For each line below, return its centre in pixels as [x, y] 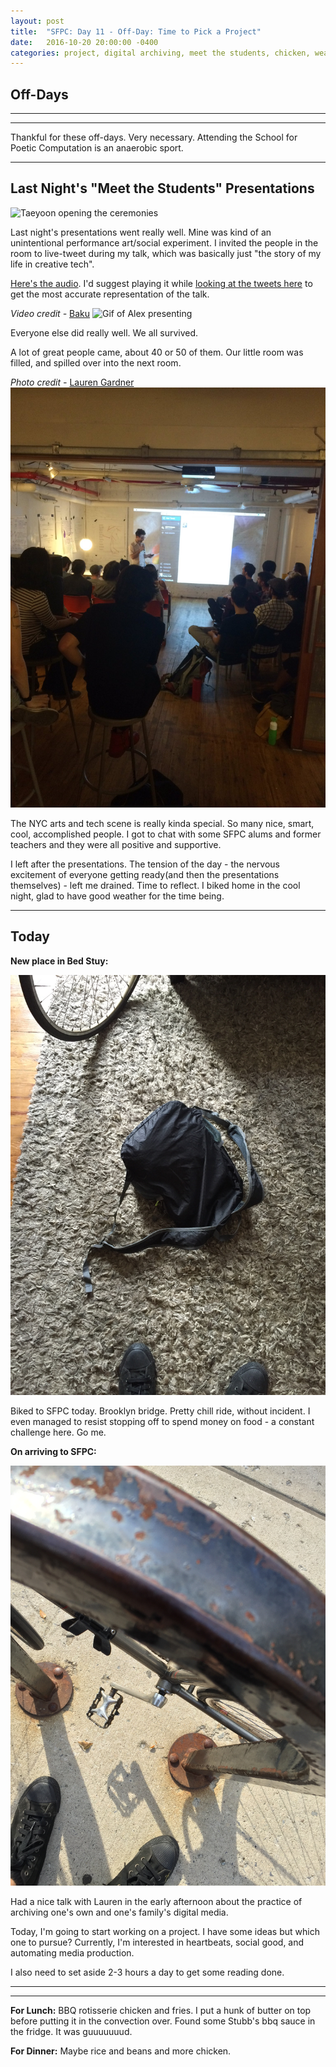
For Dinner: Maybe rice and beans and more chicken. [121, 2051]
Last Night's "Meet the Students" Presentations [162, 188]
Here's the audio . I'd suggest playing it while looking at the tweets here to [161, 283]
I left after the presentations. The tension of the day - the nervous [145, 864]
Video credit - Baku [50, 313]
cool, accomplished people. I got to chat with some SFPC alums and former [166, 834]
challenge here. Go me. [58, 1432]
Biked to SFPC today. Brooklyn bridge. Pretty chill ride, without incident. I [160, 1411]
